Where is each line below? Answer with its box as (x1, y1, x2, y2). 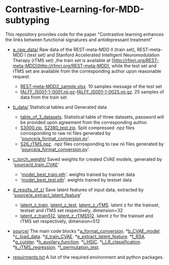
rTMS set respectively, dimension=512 (20, 218, 100, 224)
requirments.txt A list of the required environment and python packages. (12, 254, 164, 260)
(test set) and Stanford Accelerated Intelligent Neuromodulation (27, 52, 160, 58)
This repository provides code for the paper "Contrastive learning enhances (5, 31, 164, 37)
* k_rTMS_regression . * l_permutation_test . (12, 244, 100, 250)
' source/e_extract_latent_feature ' (12, 192, 82, 198)
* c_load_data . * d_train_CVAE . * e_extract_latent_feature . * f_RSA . (12, 233, 146, 240)
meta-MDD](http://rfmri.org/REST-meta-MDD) (12, 63, 110, 69)
